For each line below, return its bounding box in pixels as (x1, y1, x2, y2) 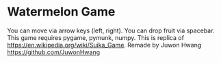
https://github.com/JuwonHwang (7, 48, 101, 56)
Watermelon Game (7, 4, 116, 20)
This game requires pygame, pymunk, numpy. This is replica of (7, 33, 185, 41)
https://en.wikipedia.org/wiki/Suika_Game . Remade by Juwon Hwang (7, 41, 202, 49)
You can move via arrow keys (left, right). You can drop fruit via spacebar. (7, 26, 215, 35)
